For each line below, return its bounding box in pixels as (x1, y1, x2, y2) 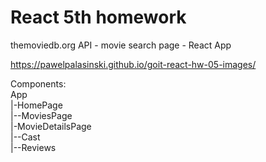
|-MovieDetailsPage (10, 120, 92, 132)
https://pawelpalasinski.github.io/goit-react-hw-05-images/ (10, 58, 257, 70)
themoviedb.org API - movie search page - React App (10, 39, 232, 51)
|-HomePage (10, 99, 63, 111)
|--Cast (10, 131, 41, 143)
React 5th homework (10, 6, 187, 29)
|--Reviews (10, 141, 57, 153)
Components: (10, 77, 67, 90)
